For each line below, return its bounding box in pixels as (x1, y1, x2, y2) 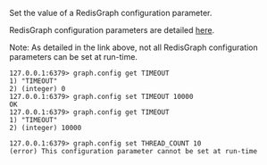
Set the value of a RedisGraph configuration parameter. (9, 8, 213, 18)
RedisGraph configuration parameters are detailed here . (9, 25, 215, 35)
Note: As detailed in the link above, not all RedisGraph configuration (9, 42, 259, 53)
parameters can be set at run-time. (9, 52, 138, 62)
